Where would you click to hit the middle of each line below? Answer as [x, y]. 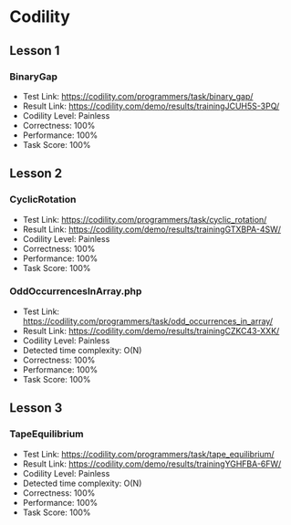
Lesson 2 [36, 174]
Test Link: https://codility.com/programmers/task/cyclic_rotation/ [145, 219]
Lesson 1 [35, 51]
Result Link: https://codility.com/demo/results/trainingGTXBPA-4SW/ [151, 229]
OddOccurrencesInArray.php [76, 291]
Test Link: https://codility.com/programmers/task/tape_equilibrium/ [149, 454]
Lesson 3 [36, 408]
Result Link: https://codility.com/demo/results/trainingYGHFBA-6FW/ [152, 464]
